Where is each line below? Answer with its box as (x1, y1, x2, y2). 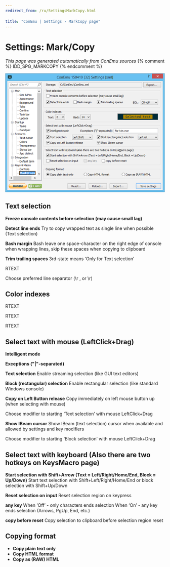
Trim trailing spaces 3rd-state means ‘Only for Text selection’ (5, 256, 135, 262)
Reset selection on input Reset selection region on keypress (5, 493, 132, 499)
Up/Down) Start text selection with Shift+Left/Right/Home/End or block (5, 477, 153, 483)
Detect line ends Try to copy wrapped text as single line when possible (5, 225, 154, 231)
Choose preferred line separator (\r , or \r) (5, 275, 93, 281)
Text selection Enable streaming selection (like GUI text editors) (5, 371, 139, 377)
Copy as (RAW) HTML (12, 556, 60, 562)
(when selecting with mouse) (5, 401, 66, 407)
